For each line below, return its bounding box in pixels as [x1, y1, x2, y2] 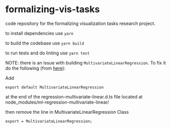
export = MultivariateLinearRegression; [5, 118, 93, 124]
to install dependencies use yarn [5, 30, 74, 36]
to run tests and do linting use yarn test [5, 50, 90, 56]
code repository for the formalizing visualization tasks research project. [5, 20, 156, 26]
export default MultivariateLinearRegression [5, 85, 104, 90]
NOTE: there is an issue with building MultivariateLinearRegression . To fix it [5, 59, 166, 66]
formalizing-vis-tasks [5, 4, 100, 15]
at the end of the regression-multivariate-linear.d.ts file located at [5, 93, 143, 100]
